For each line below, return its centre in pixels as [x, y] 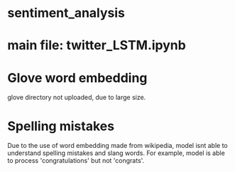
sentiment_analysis [66, 13]
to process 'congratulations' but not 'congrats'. [76, 161]
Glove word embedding [77, 78]
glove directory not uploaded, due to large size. [77, 98]
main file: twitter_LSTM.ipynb [97, 46]
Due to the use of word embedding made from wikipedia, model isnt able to [118, 146]
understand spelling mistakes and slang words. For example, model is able [116, 153]
